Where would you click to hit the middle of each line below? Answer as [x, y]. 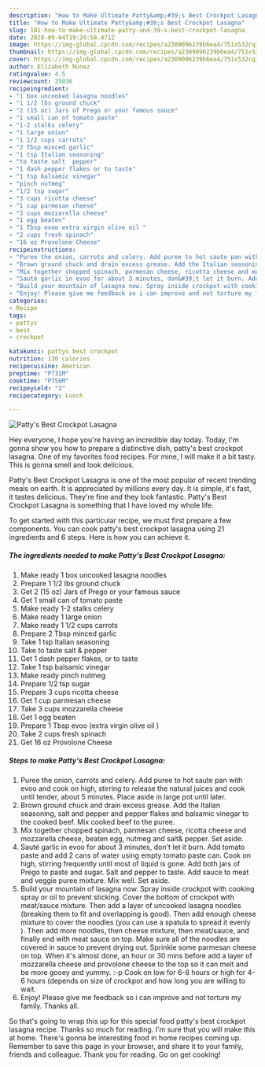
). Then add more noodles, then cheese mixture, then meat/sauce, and [135, 931]
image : [20, 45]
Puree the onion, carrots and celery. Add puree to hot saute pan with [131, 781]
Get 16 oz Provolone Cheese [66, 742]
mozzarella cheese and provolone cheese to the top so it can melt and [134, 964]
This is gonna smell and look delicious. [72, 465]
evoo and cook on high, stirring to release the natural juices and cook [132, 788]
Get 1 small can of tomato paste [71, 600]
